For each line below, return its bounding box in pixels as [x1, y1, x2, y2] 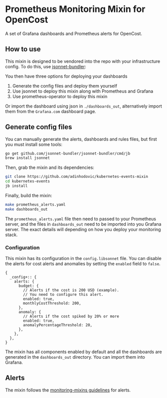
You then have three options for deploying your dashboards [5, 73, 128, 79]
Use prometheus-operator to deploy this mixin [12, 93, 108, 99]
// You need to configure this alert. [23, 292, 104, 297]
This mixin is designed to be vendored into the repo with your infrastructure [5, 58, 161, 64]
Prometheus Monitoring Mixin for [5, 3, 146, 15]
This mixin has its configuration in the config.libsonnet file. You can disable [5, 255, 162, 261]
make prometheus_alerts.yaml [5, 202, 66, 207]
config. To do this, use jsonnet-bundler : [5, 63, 86, 69]
